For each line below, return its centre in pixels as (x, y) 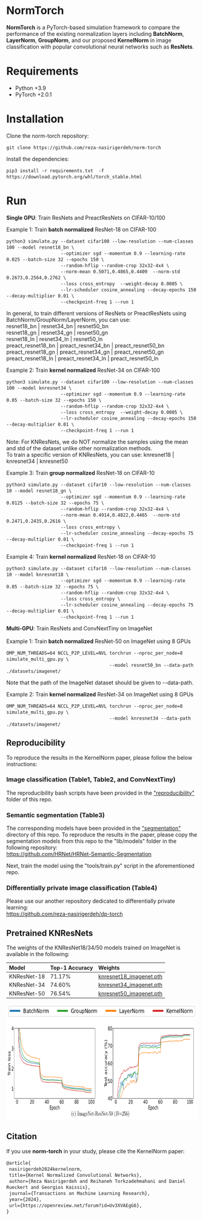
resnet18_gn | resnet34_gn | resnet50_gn (57, 332)
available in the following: (38, 954)
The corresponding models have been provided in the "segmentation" (94, 828)
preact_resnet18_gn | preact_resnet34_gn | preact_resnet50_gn (85, 352)
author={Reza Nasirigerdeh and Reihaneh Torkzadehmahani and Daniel (97, 1181)
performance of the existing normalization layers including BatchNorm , (95, 33)
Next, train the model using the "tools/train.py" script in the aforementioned (101, 866)
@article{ (19, 1163)
